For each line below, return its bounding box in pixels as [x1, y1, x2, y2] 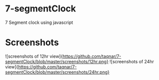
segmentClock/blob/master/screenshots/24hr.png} [5, 69, 110, 75]
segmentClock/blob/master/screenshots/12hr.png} [5, 58, 109, 65]
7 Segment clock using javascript [5, 19, 74, 25]
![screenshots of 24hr [109, 58, 154, 65]
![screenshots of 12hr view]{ [5, 53, 63, 59]
